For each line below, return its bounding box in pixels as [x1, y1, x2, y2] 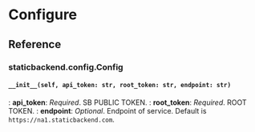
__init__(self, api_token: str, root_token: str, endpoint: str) [8, 82, 231, 90]
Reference [8, 38, 62, 51]
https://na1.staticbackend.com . [8, 114, 115, 124]
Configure [8, 6, 78, 24]
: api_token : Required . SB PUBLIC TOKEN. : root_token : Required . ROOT [8, 98, 247, 107]
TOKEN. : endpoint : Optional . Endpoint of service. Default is [8, 106, 207, 115]
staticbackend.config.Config [8, 62, 123, 73]
